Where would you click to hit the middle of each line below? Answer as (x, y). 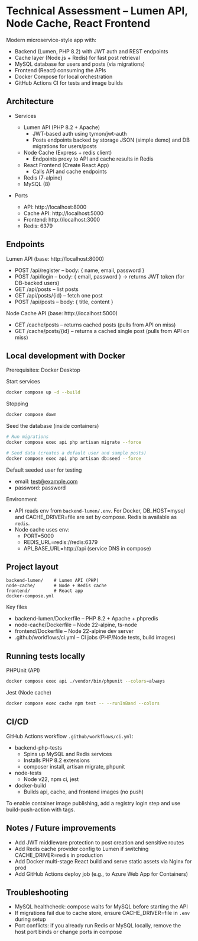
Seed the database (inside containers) (53, 426)
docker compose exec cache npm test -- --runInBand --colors (83, 703)
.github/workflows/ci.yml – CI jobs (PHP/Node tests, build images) (95, 638)
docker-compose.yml (30, 596)
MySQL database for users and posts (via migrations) (80, 64)
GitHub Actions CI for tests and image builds (69, 83)
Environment (22, 499)
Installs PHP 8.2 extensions (57, 760)
